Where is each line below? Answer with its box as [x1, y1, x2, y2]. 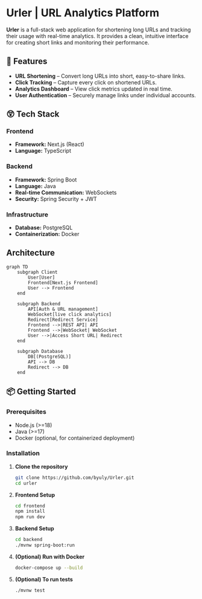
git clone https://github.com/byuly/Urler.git [14, 474, 134, 481]
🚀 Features [6, 56, 48, 66]
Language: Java [14, 182, 56, 189]
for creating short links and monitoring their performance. [6, 39, 150, 46]
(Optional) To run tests [14, 575, 74, 583]
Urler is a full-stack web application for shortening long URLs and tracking [6, 26, 191, 33]
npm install [14, 509, 45, 515]
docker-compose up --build [14, 565, 83, 571]
